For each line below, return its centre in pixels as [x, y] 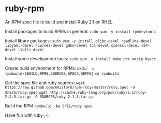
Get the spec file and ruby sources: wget [45, 83]
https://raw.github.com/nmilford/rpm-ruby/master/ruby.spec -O [70, 87]
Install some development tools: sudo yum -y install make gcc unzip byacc [80, 58]
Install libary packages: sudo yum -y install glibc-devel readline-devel [78, 41]
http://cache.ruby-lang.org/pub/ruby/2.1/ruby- [98, 92]
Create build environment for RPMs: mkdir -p [50, 68]
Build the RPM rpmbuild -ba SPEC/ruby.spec [49, 105]
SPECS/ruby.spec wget [26, 92]
